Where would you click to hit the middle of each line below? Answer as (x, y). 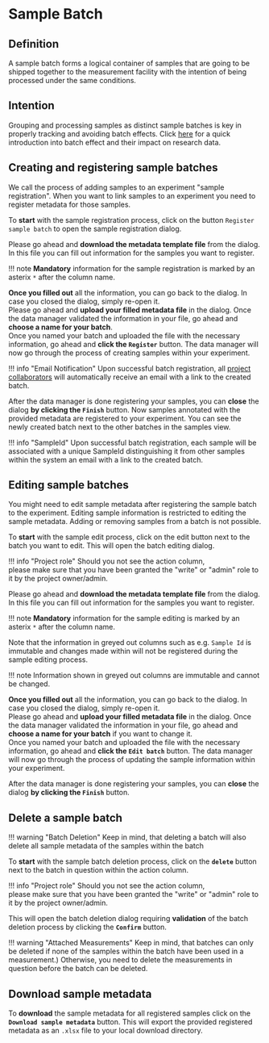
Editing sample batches (68, 485)
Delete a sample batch (66, 817)
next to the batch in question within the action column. (99, 870)
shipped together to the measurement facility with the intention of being (128, 72)
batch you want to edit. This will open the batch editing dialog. (112, 546)
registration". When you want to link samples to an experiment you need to (132, 195)
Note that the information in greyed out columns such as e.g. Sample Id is (130, 643)
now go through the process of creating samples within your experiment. (129, 353)
